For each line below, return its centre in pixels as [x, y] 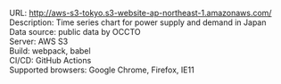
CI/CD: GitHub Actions [50, 60]
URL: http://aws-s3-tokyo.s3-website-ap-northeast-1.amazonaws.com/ [140, 13]
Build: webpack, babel [50, 51]
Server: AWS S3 [39, 41]
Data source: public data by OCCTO [75, 32]
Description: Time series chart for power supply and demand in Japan [138, 22]
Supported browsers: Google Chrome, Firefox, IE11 [102, 70]
